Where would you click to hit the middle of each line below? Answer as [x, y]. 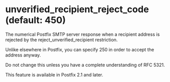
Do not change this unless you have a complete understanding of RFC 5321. [85, 65]
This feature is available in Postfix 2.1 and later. [54, 74]
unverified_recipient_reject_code [77, 9]
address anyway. [23, 55]
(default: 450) [36, 20]
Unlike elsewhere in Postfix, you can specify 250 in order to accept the [80, 49]
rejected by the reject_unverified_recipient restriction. [62, 40]
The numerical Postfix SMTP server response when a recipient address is [82, 34]
